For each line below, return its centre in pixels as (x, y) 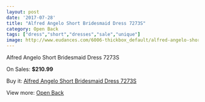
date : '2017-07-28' (31, 18)
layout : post (23, 12)
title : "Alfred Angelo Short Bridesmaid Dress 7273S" (76, 23)
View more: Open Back (35, 93)
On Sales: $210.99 (30, 69)
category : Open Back (33, 29)
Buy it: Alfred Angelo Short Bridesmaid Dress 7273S (72, 81)
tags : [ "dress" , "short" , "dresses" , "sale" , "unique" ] (73, 35)
